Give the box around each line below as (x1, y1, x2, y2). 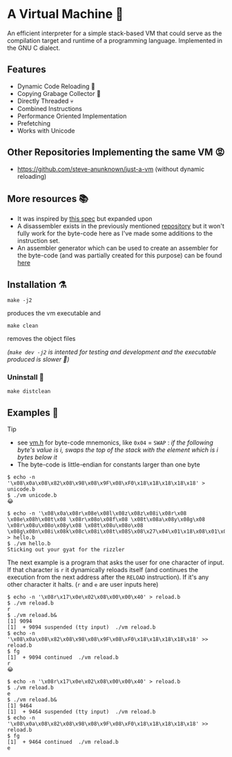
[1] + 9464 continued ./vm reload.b (7, 738, 119, 746)
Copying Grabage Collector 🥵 (17, 89, 101, 97)
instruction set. (17, 237, 60, 245)
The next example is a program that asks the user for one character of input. (7, 558, 224, 567)
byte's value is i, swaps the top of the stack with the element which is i (17, 446, 219, 454)
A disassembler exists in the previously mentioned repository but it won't (17, 222, 224, 230)
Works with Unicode (17, 126, 75, 135)
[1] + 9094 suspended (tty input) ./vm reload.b (7, 624, 156, 631)
